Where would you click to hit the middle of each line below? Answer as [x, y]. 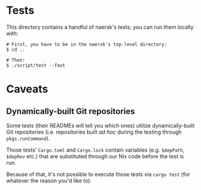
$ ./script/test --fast [36, 65]
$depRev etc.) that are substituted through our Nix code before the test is [95, 156]
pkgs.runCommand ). [28, 138]
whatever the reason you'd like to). [49, 180]
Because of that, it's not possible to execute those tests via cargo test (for [98, 174]
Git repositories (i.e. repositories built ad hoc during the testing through [94, 132]
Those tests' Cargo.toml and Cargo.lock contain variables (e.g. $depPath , [95, 150]
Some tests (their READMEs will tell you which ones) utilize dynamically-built [100, 125]
